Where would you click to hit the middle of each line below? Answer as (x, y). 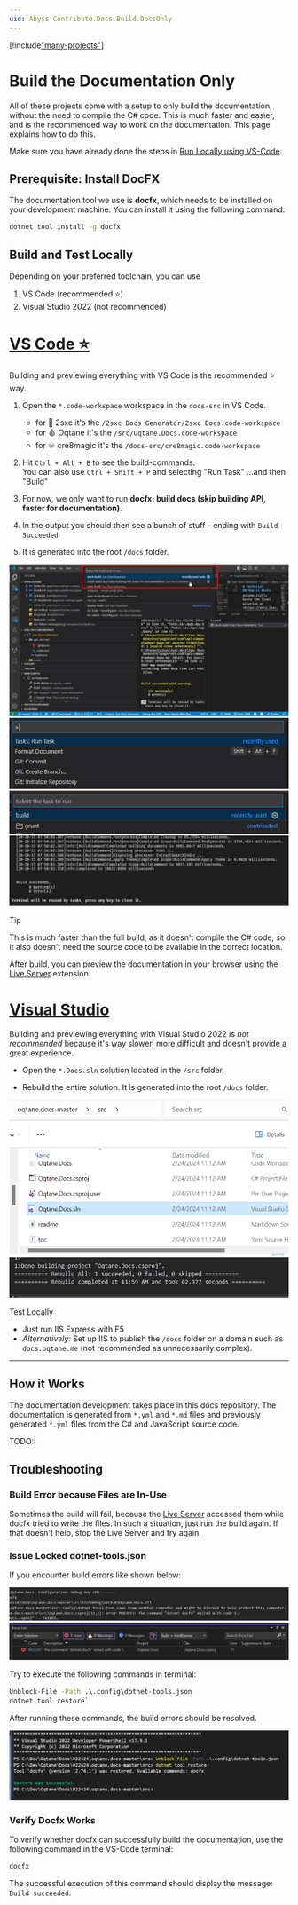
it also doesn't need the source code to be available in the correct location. (146, 947)
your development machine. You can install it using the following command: (147, 209)
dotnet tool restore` (49, 1701)
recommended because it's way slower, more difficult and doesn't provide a (148, 1044)
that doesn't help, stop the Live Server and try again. (105, 1533)
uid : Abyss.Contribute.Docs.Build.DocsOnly (91, 19)
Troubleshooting (56, 1469)
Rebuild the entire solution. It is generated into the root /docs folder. (145, 1087)
